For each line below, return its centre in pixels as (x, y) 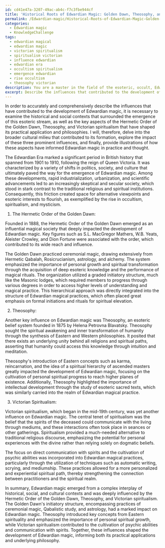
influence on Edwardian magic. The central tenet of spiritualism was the (78, 417)
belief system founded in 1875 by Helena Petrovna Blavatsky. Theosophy (79, 325)
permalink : (16, 19)
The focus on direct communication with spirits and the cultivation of (75, 452)
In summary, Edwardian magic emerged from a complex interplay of (74, 488)
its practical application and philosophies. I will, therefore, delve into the (78, 132)
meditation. (16, 352)
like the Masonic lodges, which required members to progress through (76, 280)
